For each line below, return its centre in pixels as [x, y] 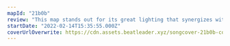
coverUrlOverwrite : [35, 32]
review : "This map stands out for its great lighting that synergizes [110, 20]
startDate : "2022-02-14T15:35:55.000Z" [64, 26]
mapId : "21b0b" [29, 13]
